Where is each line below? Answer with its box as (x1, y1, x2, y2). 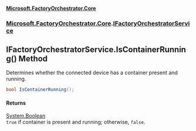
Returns (6, 99, 26, 106)
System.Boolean (6, 112, 46, 119)
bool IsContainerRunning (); (6, 87, 75, 93)
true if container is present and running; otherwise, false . (6, 119, 146, 126)
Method (18, 53, 48, 64)
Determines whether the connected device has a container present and (6, 69, 178, 76)
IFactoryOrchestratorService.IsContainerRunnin (6, 44, 186, 54)
